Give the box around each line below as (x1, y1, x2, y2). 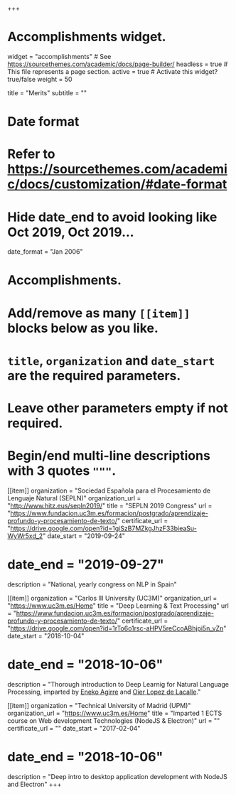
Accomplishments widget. (7, 29, 166, 45)
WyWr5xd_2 (7, 531, 43, 540)
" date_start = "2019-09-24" (42, 531, 126, 540)
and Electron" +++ (7, 780, 62, 788)
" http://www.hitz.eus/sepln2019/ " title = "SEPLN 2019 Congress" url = (7, 501, 213, 510)
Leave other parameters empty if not (7, 400, 229, 416)
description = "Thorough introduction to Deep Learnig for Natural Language (7, 680, 230, 688)
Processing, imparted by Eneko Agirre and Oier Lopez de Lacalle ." (7, 687, 201, 696)
